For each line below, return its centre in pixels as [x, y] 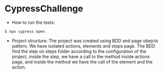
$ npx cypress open [25, 31]
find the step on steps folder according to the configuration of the [79, 51]
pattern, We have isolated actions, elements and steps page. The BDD [83, 46]
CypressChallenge [44, 9]
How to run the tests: [33, 22]
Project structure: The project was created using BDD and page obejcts [85, 41]
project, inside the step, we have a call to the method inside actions [81, 56]
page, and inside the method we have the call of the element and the [82, 62]
